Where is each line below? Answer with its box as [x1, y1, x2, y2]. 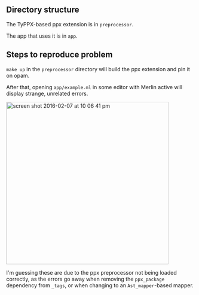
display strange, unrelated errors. [6, 90, 88, 97]
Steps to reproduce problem [6, 50, 113, 60]
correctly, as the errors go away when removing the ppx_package [6, 275, 165, 282]
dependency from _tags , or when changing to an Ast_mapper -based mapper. [6, 281, 194, 289]
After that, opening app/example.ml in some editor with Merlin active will [6, 83, 183, 90]
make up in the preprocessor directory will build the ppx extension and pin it [6, 65, 190, 72]
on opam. [6, 72, 30, 79]
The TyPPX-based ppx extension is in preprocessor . [6, 20, 134, 28]
